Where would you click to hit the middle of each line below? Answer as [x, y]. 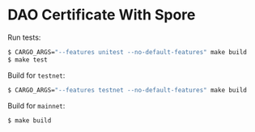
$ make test [28, 60]
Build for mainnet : [36, 105]
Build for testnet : [36, 75]
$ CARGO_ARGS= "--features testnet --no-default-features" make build [127, 90]
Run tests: [24, 37]
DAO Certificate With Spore [102, 15]
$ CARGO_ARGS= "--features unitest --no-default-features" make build [127, 52]
